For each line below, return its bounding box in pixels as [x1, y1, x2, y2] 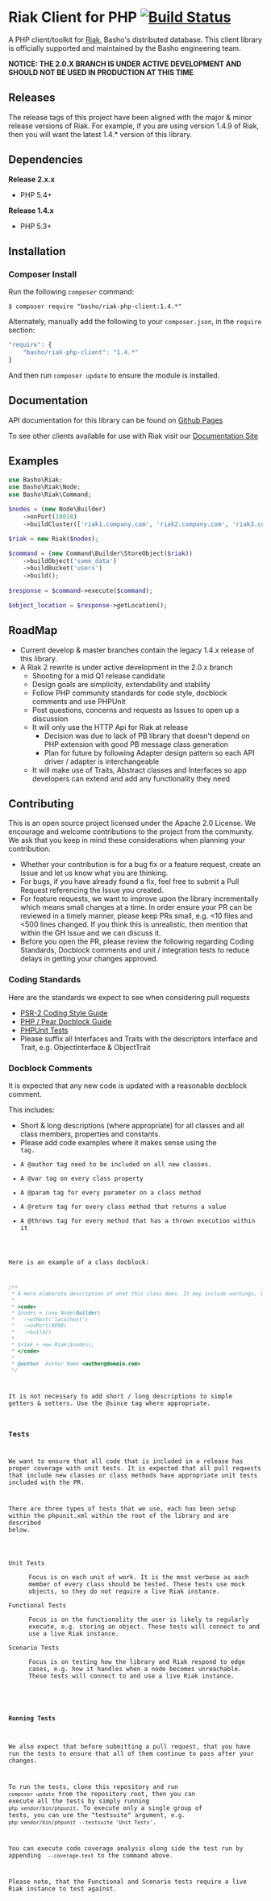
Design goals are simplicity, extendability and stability [31, 679, 211, 689]
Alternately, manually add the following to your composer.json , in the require [8, 317, 262, 327]
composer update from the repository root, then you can [8, 1790, 196, 1798]
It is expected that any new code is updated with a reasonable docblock [8, 1081, 248, 1090]
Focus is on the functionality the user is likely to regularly [28, 1615, 249, 1624]
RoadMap [8, 623, 58, 637]
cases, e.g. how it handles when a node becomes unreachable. [28, 1665, 242, 1673]
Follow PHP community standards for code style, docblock [31, 688, 227, 698]
